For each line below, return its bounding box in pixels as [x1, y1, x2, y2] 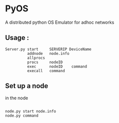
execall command [27, 68, 65, 73]
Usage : [5, 34, 30, 42]
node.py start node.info [5, 109, 56, 114]
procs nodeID [27, 60, 63, 65]
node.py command [5, 113, 39, 118]
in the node [5, 95, 28, 101]
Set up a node [5, 82, 48, 90]
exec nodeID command [27, 64, 87, 69]
